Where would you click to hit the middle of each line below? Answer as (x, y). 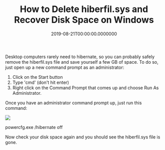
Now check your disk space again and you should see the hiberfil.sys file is (83, 137)
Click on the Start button (38, 77)
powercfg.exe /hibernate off (34, 127)
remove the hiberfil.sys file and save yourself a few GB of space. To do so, (82, 62)
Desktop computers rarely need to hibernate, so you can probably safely (80, 57)
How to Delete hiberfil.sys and (84, 9)
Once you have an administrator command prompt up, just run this (73, 103)
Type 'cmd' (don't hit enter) (40, 82)
